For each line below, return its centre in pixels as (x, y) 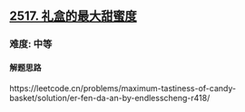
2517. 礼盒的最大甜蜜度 (73, 16)
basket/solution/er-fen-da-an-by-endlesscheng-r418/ (110, 98)
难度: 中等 (31, 44)
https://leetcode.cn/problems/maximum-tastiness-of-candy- (123, 88)
